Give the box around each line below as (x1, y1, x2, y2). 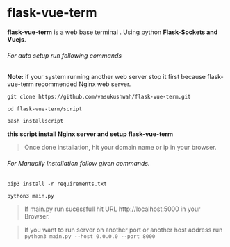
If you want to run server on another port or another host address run (24, 225, 223, 234)
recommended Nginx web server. (35, 80, 131, 88)
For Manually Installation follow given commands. (7, 159, 151, 167)
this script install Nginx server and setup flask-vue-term (7, 130, 174, 138)
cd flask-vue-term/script (7, 105, 82, 112)
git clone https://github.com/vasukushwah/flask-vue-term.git (7, 94, 191, 101)
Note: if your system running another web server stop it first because (7, 73, 206, 81)
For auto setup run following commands (7, 51, 122, 60)
